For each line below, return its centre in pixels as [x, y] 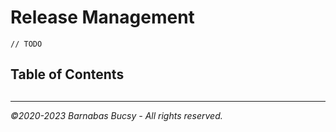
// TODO [26, 44]
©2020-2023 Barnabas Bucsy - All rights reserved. [116, 115]
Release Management [102, 17]
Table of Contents [67, 74]
